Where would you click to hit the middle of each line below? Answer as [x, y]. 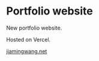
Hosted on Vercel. [28, 39]
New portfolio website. [34, 28]
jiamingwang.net [27, 51]
